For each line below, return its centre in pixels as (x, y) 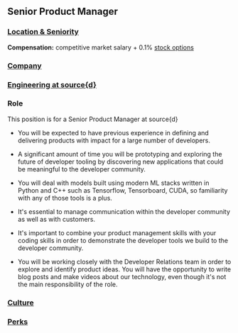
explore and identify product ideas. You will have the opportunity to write (124, 269)
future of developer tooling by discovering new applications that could (120, 162)
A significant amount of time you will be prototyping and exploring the (120, 154)
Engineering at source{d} (52, 84)
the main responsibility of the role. (67, 284)
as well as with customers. (56, 219)
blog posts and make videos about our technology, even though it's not (122, 276)
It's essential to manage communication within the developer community (124, 211)
